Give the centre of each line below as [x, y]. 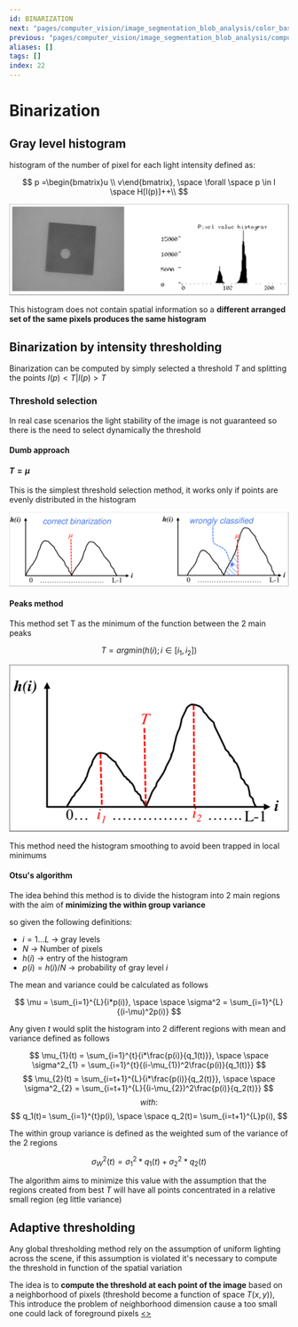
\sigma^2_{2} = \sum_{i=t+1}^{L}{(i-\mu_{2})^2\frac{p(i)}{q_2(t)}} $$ [149, 1088]
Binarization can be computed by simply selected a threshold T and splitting [148, 368]
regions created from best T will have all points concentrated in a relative [142, 1190]
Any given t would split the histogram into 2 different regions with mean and [148, 1028]
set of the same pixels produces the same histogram [108, 319]
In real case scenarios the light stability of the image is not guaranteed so [143, 420]
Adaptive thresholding [72, 1227]
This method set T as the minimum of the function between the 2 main [137, 623]
